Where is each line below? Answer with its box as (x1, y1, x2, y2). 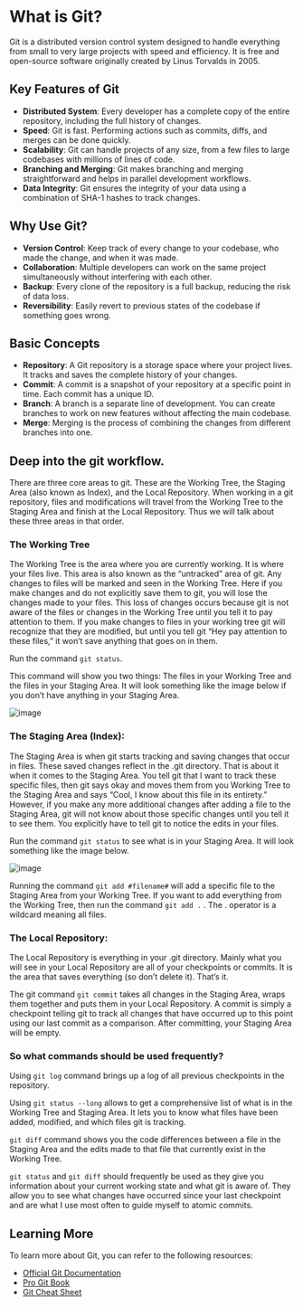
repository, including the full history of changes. (22, 115, 202, 126)
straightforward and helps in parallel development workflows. (22, 173, 251, 184)
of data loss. (22, 290, 70, 301)
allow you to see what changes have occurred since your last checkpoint (9, 1190, 282, 1201)
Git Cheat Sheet (22, 1287, 82, 1298)
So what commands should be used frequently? (9, 1050, 224, 1062)
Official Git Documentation (22, 1268, 122, 1279)
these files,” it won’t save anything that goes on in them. (9, 636, 219, 647)
